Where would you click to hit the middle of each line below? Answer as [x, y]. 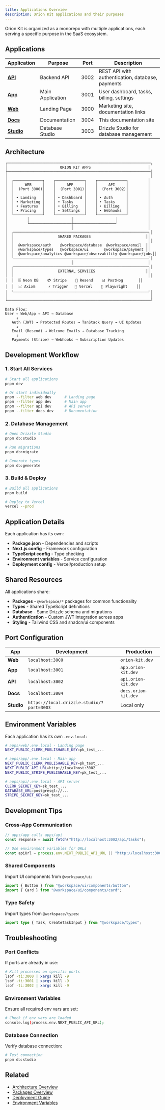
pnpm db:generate [23, 465]
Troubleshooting [31, 938]
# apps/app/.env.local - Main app [41, 759]
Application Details [35, 522]
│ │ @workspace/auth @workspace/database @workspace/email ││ [78, 245]
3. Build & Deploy [26, 478]
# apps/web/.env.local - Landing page [45, 745]
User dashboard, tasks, [125, 92]
